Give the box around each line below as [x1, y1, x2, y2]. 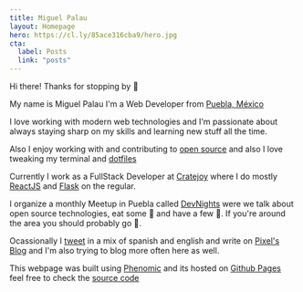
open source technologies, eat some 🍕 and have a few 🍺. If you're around [9, 208, 286, 219]
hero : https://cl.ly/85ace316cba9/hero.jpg [9, 30, 178, 39]
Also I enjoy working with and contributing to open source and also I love [9, 143, 284, 154]
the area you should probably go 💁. [9, 218, 141, 228]
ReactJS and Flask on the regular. [9, 181, 136, 192]
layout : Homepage [9, 22, 76, 31]
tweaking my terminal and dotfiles [9, 153, 137, 164]
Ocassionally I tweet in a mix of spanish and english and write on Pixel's [9, 235, 280, 246]
